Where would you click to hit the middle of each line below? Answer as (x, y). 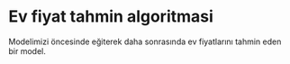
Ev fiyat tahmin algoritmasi (111, 17)
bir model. (27, 50)
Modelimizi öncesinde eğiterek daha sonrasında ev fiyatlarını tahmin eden (145, 41)
